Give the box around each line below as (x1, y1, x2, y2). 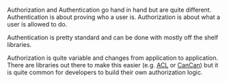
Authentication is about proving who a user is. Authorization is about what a (7, 13, 221, 21)
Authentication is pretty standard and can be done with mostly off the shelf (7, 33, 219, 41)
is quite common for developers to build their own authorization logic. (7, 68, 203, 76)
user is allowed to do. (7, 20, 68, 28)
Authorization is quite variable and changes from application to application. (7, 54, 219, 62)
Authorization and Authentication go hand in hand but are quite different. (7, 6, 212, 14)
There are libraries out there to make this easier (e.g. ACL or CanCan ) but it (7, 61, 219, 69)
